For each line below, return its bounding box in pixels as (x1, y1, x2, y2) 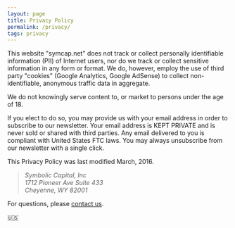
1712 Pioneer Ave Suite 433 (24, 179, 103, 187)
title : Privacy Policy (7, 17, 74, 24)
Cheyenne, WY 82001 (24, 186, 88, 194)
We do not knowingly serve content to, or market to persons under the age (7, 93, 224, 101)
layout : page (7, 10, 46, 18)
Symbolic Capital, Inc (24, 171, 87, 179)
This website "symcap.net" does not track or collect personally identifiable (7, 49, 224, 58)
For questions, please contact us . (7, 200, 104, 208)
